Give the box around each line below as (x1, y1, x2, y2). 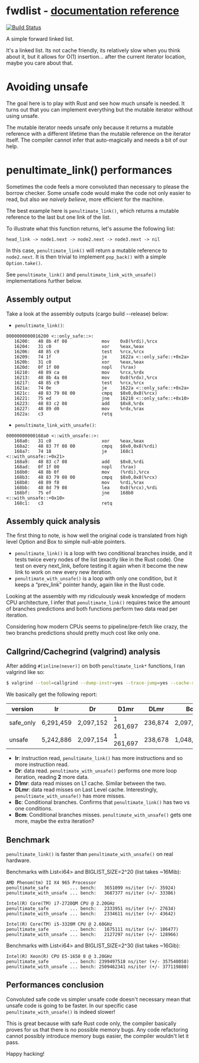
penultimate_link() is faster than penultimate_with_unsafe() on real (6, 850, 174, 857)
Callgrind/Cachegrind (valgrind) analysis (6, 646, 161, 656)
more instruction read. (14, 761, 69, 768)
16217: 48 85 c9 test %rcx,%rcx (14, 379, 145, 386)
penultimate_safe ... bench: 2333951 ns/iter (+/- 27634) (6, 905, 176, 911)
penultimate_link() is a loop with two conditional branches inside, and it (14, 550, 192, 557)
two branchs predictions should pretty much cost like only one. (6, 630, 160, 637)
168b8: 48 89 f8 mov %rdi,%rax (14, 479, 145, 486)
